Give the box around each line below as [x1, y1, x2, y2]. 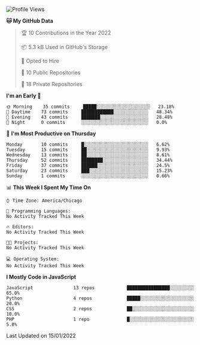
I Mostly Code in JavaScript [6, 273, 77, 280]
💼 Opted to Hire [20, 57, 60, 64]
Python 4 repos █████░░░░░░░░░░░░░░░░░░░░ [6, 295, 195, 301]
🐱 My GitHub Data [6, 17, 54, 24]
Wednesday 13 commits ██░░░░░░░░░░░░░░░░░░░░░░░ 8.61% [6, 152, 170, 158]
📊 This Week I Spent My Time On [6, 184, 91, 191]
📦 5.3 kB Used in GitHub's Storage [20, 44, 108, 50]
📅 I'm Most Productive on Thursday [6, 130, 96, 137]
